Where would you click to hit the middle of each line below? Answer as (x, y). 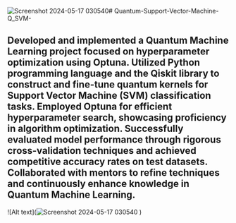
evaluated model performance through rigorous (114, 140)
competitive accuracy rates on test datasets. (107, 162)
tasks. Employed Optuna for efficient (90, 107)
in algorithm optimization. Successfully (95, 129)
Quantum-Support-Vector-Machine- (166, 11)
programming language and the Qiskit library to (113, 74)
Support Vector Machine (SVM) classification (109, 96)
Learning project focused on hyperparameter (108, 52)
